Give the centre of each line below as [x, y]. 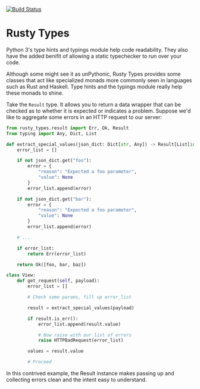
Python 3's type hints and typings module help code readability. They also [97, 49]
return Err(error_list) [57, 254]
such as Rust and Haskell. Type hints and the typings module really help [94, 86]
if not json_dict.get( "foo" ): [54, 161]
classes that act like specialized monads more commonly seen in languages [99, 80]
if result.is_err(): [53, 319]
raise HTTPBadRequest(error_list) [81, 340]
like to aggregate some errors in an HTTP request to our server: [84, 117]
